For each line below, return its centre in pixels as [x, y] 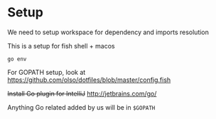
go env [17, 59]
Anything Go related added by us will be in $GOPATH [81, 107]
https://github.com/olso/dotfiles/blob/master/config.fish [89, 80]
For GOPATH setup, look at [47, 72]
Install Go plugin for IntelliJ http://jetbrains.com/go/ [82, 93]
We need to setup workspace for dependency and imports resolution [108, 32]
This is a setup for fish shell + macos [61, 46]
